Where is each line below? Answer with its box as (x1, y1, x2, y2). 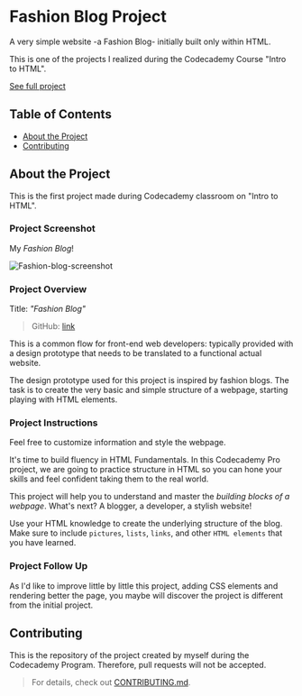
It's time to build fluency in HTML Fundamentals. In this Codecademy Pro (9, 454, 281, 465)
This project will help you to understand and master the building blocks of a (9, 491, 290, 502)
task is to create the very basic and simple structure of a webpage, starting (9, 385, 288, 396)
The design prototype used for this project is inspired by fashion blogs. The (9, 375, 290, 386)
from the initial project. (9, 600, 94, 610)
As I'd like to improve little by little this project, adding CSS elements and (9, 580, 279, 591)
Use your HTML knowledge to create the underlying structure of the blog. (9, 518, 283, 529)
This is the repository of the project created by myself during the (9, 649, 250, 660)
